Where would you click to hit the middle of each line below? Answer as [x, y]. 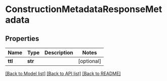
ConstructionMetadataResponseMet [84, 9]
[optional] [90, 61]
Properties [22, 38]
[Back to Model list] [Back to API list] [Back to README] [63, 73]
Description [59, 53]
